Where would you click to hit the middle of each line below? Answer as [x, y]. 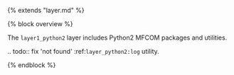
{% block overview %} [40, 24]
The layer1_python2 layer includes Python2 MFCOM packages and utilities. [117, 37]
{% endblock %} [32, 65]
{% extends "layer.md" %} [46, 10]
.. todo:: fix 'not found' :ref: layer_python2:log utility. [84, 51]
